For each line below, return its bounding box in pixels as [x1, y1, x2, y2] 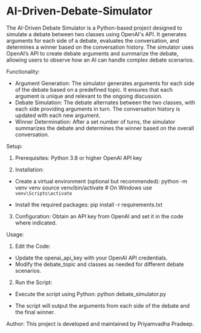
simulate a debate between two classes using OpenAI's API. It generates [6, 30, 187, 37]
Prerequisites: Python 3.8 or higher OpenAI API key [14, 154, 142, 161]
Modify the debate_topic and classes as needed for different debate [14, 261, 184, 268]
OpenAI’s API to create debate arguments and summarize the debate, [6, 49, 179, 57]
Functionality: [6, 68, 40, 75]
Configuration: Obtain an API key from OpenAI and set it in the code [14, 212, 183, 220]
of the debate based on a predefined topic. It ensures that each [14, 86, 173, 93]
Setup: [6, 142, 23, 150]
